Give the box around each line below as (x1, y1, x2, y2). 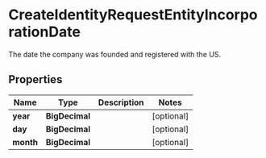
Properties (8, 73, 63, 86)
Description (98, 97, 144, 108)
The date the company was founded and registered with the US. (8, 49, 222, 59)
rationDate (8, 23, 81, 41)
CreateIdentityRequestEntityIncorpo (8, 6, 258, 24)
